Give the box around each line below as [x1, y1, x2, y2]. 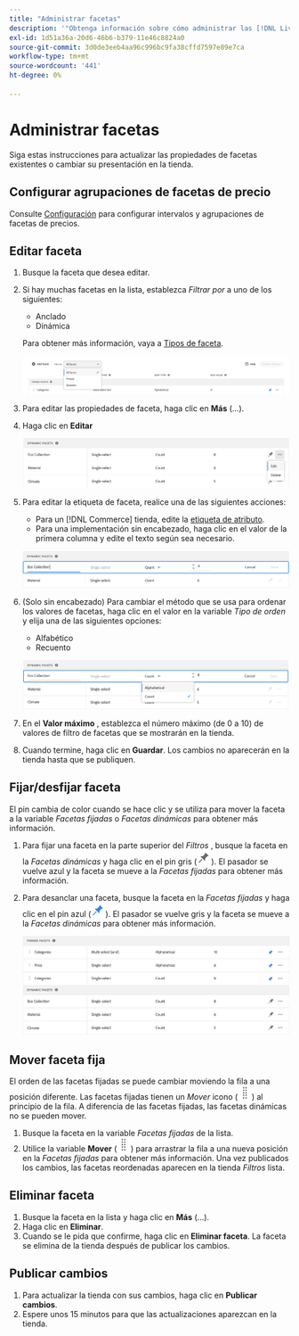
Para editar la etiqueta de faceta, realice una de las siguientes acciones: [21, 496, 287, 507]
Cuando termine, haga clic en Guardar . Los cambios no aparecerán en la [21, 745, 290, 755]
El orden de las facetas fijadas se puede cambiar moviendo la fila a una [9, 1076, 271, 1086]
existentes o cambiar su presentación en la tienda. [9, 159, 194, 169]
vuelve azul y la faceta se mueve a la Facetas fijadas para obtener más [21, 865, 283, 876]
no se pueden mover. [9, 1110, 87, 1121]
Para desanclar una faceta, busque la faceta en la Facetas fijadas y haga [21, 892, 290, 903]
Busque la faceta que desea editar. [21, 268, 150, 278]
